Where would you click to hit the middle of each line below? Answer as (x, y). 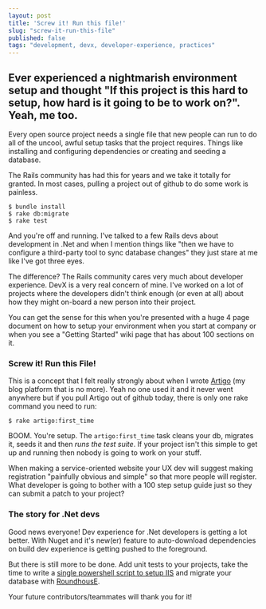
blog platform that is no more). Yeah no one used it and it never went (121, 390)
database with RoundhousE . (54, 581)
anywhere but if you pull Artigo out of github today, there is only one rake (128, 398)
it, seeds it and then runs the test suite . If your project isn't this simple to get (133, 445)
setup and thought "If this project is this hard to (128, 90)
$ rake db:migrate (39, 214)
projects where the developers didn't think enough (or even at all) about (126, 293)
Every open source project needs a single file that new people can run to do (133, 134)
